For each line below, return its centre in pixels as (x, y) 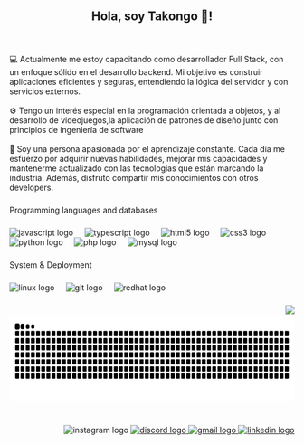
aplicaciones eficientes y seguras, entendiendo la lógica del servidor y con (149, 82)
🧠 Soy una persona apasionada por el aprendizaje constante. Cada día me (147, 149)
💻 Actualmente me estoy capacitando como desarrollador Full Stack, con (147, 60)
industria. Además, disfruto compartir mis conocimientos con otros (134, 178)
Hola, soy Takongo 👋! (152, 17)
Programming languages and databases (84, 210)
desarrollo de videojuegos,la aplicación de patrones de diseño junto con (144, 120)
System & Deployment (51, 265)
